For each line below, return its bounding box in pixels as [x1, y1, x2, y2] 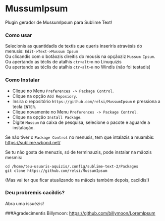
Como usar [5, 32, 32, 39]
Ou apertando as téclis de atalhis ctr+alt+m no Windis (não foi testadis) [5, 64, 151, 70]
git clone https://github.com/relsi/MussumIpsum [5, 168, 108, 173]
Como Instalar [5, 76, 40, 83]
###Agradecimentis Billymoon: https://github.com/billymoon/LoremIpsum [5, 210, 156, 216]
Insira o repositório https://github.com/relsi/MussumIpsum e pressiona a [12, 98, 161, 104]
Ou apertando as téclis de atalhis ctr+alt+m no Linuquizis [5, 59, 122, 65]
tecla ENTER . [12, 104, 36, 110]
